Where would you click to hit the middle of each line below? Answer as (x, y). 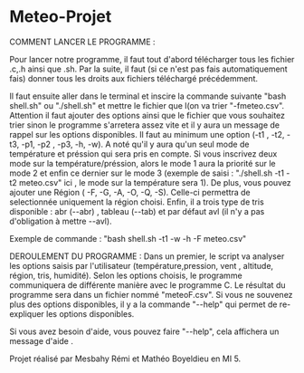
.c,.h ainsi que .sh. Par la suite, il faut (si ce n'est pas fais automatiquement (148, 69)
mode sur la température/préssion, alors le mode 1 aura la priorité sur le (142, 163)
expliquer (27, 313)
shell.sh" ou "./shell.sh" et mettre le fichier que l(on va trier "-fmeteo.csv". (147, 105)
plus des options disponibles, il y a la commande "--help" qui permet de (143, 304)
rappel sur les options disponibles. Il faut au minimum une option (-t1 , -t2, (147, 134)
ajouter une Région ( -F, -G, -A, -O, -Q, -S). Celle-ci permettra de (130, 192)
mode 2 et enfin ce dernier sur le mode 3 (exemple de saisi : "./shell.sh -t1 (147, 173)
